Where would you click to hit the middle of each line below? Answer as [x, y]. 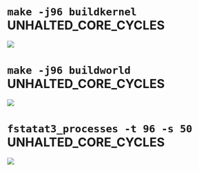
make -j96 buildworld [69, 71]
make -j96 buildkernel [72, 12]
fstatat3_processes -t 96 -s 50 [100, 129]
